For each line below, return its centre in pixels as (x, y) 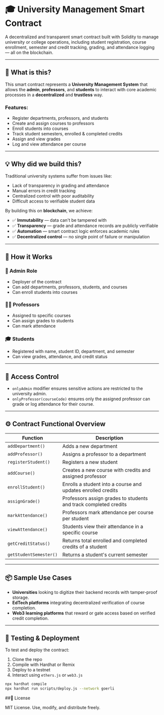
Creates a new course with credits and (106, 470)
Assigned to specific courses (41, 315)
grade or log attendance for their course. (53, 404)
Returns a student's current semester (105, 555)
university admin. (30, 393)
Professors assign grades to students (105, 498)
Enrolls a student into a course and (102, 484)
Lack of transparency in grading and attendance (61, 185)
